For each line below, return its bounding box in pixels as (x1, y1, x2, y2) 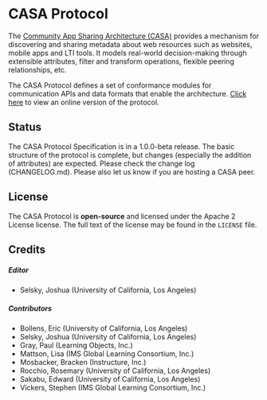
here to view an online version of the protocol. (8, 97, 159, 107)
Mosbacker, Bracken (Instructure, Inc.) (19, 357, 147, 367)
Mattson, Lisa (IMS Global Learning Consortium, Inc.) (19, 348, 194, 359)
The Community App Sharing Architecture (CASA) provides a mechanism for (8, 31, 260, 41)
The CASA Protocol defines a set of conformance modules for (8, 80, 212, 90)
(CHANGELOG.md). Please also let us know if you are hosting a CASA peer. (8, 167, 256, 176)
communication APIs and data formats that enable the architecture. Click (8, 88, 247, 98)
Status (8, 120, 42, 134)
